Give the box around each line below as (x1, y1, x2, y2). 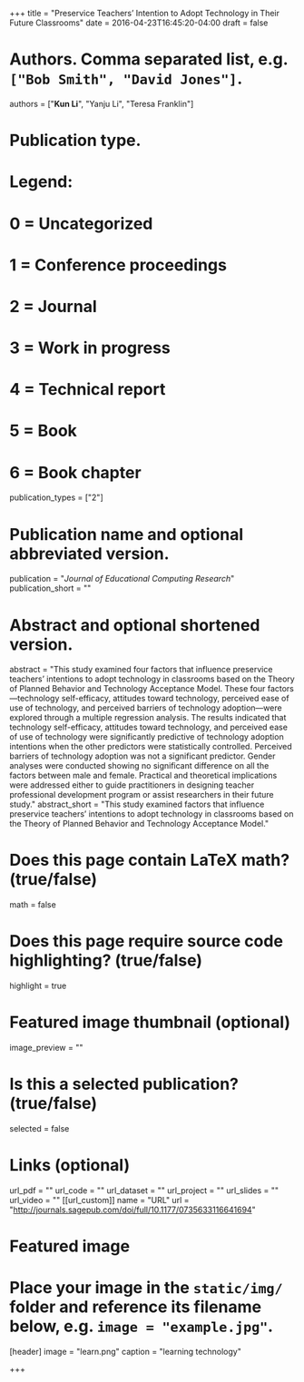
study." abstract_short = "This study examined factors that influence (9, 799, 265, 810)
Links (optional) (9, 1155, 130, 1176)
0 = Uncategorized (9, 213, 153, 234)
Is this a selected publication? (9, 1074, 239, 1094)
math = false (9, 899, 56, 910)
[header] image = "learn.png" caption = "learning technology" (9, 1347, 242, 1357)
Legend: (9, 172, 74, 192)
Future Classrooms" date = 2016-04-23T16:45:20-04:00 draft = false (9, 17, 269, 28)
